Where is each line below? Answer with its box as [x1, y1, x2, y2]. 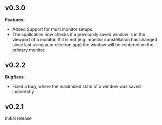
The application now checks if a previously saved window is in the [12, 31, 145, 37]
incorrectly [12, 89, 34, 94]
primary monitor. [12, 47, 46, 53]
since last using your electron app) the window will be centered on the [12, 41, 154, 48]
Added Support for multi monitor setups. [12, 26, 94, 32]
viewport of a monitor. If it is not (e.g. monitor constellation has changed [12, 36, 158, 42]
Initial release [5, 115, 32, 121]
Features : [5, 17, 25, 22]
